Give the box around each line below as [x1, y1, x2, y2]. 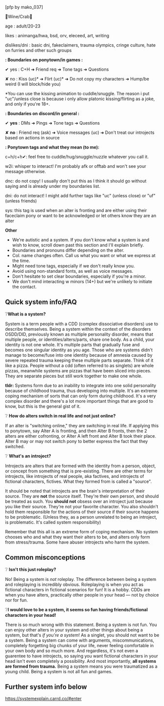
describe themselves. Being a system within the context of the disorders [5, 326, 151, 332]
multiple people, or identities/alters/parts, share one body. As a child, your [5, 336, 155, 342]
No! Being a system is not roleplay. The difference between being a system [5, 576, 157, 582]
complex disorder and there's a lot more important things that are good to [5, 398, 153, 404]
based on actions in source [5, 135, 60, 140]
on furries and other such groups [5, 48, 72, 53]
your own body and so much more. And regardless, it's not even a [5, 648, 139, 654]
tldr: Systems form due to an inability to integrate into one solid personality [5, 382, 157, 388]
